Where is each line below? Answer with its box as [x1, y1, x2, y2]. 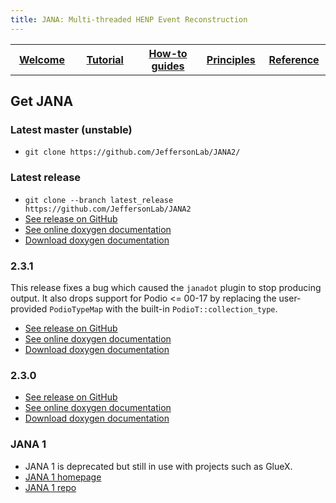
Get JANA [10, 93, 74, 110]
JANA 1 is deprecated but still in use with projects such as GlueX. [24, 460, 293, 472]
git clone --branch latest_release [24, 195, 174, 205]
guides [151, 59, 185, 73]
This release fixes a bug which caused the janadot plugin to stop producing [10, 281, 322, 293]
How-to [148, 46, 188, 60]
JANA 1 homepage [24, 471, 102, 483]
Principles [206, 52, 256, 66]
